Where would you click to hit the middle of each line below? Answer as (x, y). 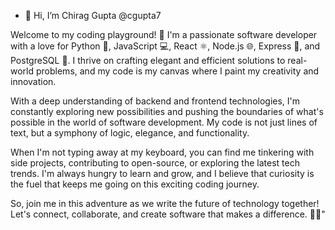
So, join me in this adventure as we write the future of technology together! (165, 203)
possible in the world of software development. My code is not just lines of (164, 122)
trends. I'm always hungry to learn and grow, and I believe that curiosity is (162, 173)
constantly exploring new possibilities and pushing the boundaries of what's (167, 111)
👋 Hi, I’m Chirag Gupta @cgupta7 (93, 15)
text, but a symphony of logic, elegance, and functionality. (130, 133)
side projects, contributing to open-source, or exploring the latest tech (155, 163)
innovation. (33, 81)
